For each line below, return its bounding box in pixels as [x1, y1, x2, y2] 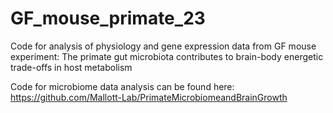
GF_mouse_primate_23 [10, 7, 206, 30]
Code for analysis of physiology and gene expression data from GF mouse [10, 40, 317, 52]
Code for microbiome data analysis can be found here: [10, 80, 235, 92]
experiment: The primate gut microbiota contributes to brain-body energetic [10, 50, 324, 62]
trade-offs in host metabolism [10, 61, 133, 73]
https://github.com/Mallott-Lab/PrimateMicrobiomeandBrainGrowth [10, 91, 288, 103]
